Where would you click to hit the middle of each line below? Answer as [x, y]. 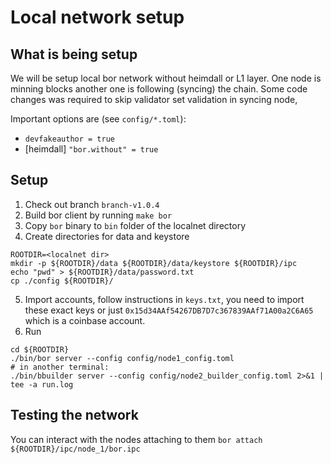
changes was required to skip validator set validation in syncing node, [154, 99]
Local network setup [97, 17]
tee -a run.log [42, 384]
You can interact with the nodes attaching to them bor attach [136, 439]
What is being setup [74, 54]
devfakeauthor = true [69, 139]
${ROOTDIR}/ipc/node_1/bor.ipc [75, 449]
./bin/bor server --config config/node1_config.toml [122, 358]
